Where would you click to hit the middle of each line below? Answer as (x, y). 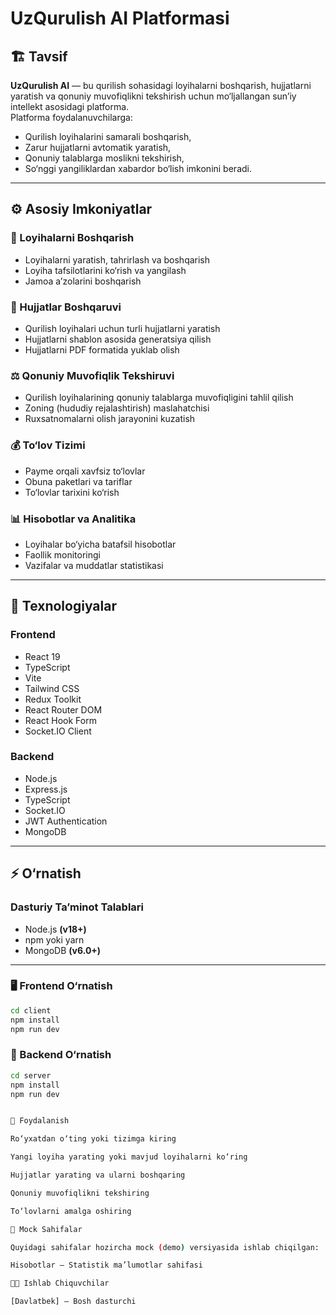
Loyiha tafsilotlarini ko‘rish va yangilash (105, 270)
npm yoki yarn (54, 939)
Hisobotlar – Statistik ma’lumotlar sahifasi (106, 1265)
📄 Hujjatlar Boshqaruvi (66, 307)
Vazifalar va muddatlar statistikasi (94, 565)
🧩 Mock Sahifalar (46, 1229)
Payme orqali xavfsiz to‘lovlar (85, 471)
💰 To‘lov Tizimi (48, 445)
